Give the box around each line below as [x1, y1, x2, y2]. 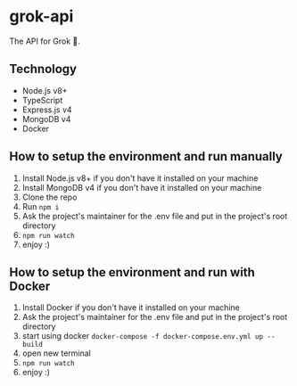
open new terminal [21, 348, 91, 358]
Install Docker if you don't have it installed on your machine [21, 302, 241, 313]
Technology [9, 62, 78, 77]
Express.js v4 [21, 104, 73, 115]
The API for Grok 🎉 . [9, 36, 80, 46]
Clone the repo [21, 192, 78, 202]
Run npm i [21, 201, 60, 211]
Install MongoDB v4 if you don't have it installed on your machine [21, 182, 262, 193]
